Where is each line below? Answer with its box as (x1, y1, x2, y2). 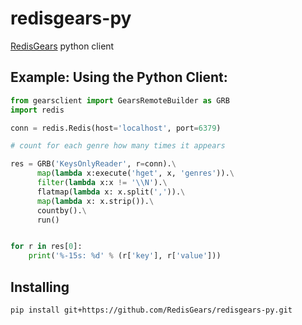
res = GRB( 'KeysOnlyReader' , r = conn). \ (10, 159, 177, 169)
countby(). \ (36, 205, 87, 216)
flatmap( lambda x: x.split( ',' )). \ (36, 187, 186, 197)
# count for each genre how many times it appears (10, 141, 226, 151)
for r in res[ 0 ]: (10, 242, 83, 252)
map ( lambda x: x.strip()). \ (36, 196, 155, 206)
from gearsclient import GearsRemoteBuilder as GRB (10, 95, 230, 106)
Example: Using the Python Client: (10, 69, 228, 86)
